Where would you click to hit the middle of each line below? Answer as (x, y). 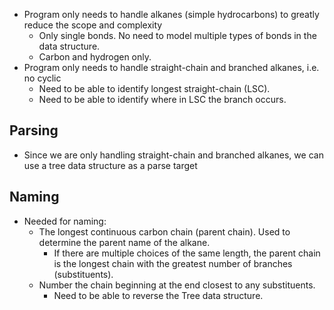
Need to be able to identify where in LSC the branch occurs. (162, 99)
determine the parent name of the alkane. (124, 242)
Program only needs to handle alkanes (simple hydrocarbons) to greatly (171, 14)
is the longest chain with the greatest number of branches (173, 263)
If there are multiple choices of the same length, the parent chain (187, 253)
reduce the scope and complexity (93, 25)
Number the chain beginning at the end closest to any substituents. (177, 285)
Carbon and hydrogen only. (95, 57)
